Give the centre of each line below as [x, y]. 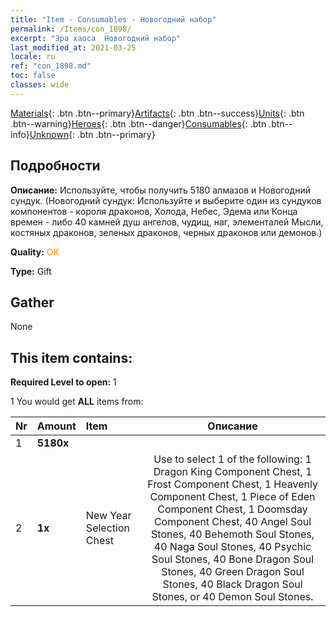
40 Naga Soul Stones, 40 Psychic [232, 547]
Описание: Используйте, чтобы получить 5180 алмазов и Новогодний [160, 190]
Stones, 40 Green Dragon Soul [233, 572]
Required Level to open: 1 [63, 382]
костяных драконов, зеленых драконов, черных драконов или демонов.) [166, 232]
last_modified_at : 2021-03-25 [73, 47]
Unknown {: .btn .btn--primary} [92, 134]
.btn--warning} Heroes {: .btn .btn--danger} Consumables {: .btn [138, 123]
